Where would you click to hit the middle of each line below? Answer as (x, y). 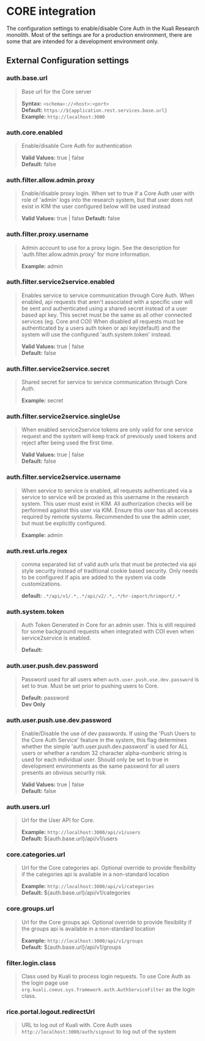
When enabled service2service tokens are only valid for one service (107, 430)
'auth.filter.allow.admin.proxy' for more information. (86, 254)
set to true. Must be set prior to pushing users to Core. (90, 686)
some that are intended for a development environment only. (83, 41)
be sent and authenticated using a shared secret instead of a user (104, 308)
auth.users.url (28, 807)
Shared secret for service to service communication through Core (104, 382)
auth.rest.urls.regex (37, 551)
